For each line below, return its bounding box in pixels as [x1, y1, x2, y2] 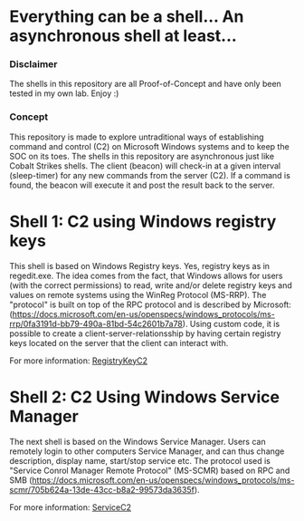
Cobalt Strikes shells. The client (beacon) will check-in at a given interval [9, 160, 281, 171]
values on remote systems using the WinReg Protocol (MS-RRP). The [9, 289, 267, 300]
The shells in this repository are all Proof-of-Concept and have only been [9, 79, 282, 90]
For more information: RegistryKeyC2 [9, 355, 147, 366]
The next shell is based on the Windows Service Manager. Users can [9, 436, 266, 447]
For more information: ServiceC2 [9, 501, 131, 513]
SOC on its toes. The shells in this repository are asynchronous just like [9, 150, 274, 161]
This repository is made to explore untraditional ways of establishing [9, 131, 264, 142]
